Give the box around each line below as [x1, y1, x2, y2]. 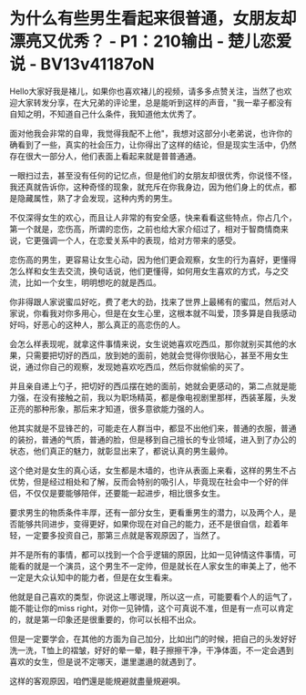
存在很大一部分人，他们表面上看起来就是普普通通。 [9, 150, 201, 161]
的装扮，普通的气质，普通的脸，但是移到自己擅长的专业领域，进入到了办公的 [9, 434, 297, 445]
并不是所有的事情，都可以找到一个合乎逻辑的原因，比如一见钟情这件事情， [9, 548, 289, 560]
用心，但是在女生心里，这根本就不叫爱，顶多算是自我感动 [80, 307, 297, 319]
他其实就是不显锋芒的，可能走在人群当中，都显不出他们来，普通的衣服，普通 [9, 423, 297, 434]
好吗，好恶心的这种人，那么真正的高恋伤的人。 [9, 319, 185, 330]
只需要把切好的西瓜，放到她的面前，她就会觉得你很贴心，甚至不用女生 [25, 350, 289, 361]
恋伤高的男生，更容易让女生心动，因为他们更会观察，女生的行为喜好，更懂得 [9, 254, 297, 265]
